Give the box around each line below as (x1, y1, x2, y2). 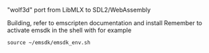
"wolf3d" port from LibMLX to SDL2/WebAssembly (7, 6, 151, 14)
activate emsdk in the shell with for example (7, 26, 132, 34)
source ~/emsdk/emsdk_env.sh (7, 39, 91, 46)
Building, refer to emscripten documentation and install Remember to (7, 19, 203, 26)
